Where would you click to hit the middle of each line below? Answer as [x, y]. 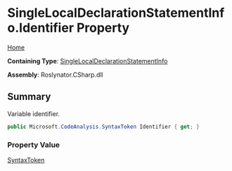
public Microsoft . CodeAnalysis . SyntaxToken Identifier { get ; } [103, 127]
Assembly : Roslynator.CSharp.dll [55, 75]
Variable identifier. [34, 113]
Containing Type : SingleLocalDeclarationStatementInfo [88, 61]
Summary [29, 97]
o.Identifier [41, 28]
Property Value [34, 144]
